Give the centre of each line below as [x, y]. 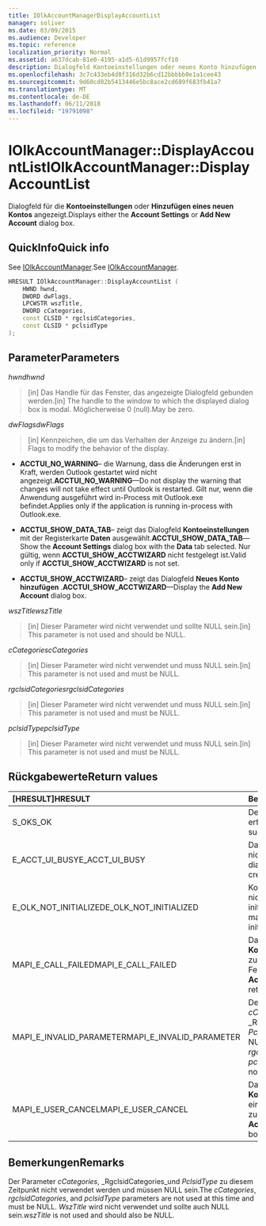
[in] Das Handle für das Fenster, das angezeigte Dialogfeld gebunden [140, 392]
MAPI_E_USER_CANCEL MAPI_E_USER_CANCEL [100, 1110]
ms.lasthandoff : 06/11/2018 [55, 104]
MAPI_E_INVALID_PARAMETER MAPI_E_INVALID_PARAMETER [126, 1037]
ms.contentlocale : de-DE [49, 97]
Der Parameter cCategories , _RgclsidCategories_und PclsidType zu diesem [131, 1182]
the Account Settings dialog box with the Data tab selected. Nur [145, 546]
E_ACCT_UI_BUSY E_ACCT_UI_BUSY [79, 860]
